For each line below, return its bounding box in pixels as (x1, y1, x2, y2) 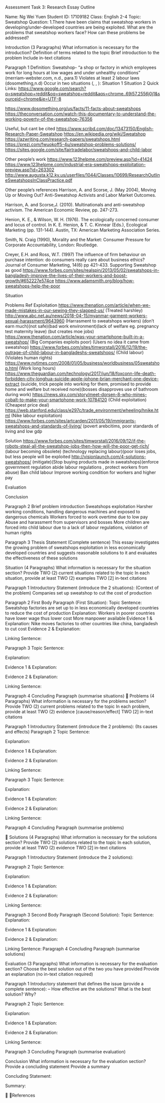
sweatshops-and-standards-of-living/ (5, 423, 82, 429)
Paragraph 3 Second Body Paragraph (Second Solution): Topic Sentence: (5, 912, 154, 918)
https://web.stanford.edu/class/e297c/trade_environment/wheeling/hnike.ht (5, 408, 159, 413)
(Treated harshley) (105, 308, 143, 313)
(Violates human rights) (5, 355, 53, 361)
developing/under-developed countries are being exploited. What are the (5, 24, 154, 30)
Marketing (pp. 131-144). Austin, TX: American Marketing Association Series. (5, 227, 161, 233)
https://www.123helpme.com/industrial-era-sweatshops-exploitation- (5, 162, 146, 167)
